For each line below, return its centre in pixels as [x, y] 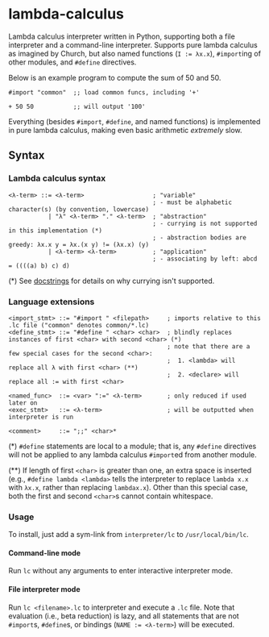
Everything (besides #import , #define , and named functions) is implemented [134, 121]
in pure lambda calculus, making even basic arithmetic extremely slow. [126, 130]
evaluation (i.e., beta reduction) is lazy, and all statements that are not [124, 616]
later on [23, 403]
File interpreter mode [44, 589]
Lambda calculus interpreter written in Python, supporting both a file [122, 36]
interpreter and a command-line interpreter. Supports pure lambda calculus [133, 44]
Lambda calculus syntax [57, 178]
